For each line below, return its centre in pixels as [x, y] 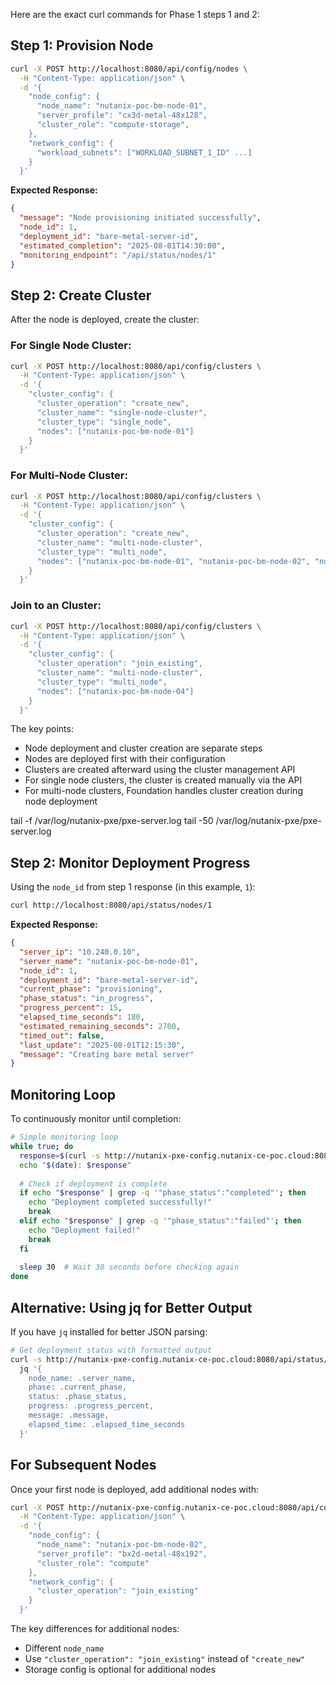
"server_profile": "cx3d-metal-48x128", [122, 115]
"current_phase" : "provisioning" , [91, 989]
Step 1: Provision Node [82, 45]
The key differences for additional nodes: [95, 1629]
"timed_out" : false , [62, 1035]
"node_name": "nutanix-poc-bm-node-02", [122, 1545]
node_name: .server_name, [82, 1378]
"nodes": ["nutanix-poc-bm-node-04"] [115, 691]
